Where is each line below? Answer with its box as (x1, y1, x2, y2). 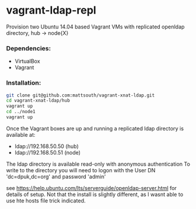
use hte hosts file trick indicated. (6, 197, 86, 204)
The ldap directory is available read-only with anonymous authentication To (6, 160, 191, 168)
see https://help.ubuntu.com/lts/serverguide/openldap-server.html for (6, 184, 177, 191)
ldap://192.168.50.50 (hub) (14, 143, 79, 150)
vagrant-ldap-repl (6, 4, 97, 17)
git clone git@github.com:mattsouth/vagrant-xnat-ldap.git (6, 92, 155, 98)
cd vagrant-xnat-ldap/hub (6, 98, 70, 104)
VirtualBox (14, 57, 40, 65)
